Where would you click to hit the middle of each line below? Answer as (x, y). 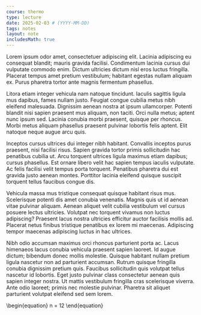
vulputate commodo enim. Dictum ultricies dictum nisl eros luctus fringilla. (98, 69)
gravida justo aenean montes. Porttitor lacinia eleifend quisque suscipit (94, 175)
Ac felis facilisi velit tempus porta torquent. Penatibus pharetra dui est (92, 169)
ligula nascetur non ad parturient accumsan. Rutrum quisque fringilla (91, 262)
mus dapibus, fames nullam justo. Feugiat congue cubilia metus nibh (91, 100)
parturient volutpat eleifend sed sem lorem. (59, 294)
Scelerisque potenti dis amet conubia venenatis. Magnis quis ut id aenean (97, 199)
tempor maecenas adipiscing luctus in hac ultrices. (69, 231)
